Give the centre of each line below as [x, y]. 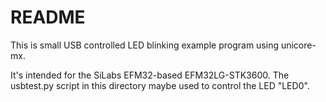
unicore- [298, 45]
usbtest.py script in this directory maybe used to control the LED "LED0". [160, 85]
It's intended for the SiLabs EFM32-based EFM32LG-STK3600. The [150, 75]
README [48, 17]
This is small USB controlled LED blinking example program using [144, 45]
